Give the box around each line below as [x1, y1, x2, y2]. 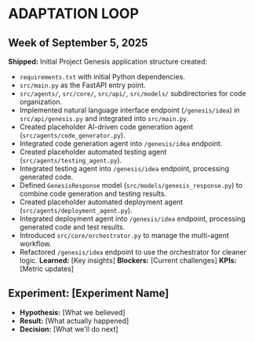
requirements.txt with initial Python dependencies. [19, 72, 186, 81]
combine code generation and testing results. [19, 189, 167, 198]
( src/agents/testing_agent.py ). [19, 156, 122, 165]
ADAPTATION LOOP [8, 5, 140, 23]
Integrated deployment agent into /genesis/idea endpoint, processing [19, 214, 246, 223]
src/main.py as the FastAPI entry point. [19, 80, 147, 90]
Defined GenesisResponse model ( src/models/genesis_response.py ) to [19, 181, 243, 189]
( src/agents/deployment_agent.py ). [19, 206, 133, 214]
